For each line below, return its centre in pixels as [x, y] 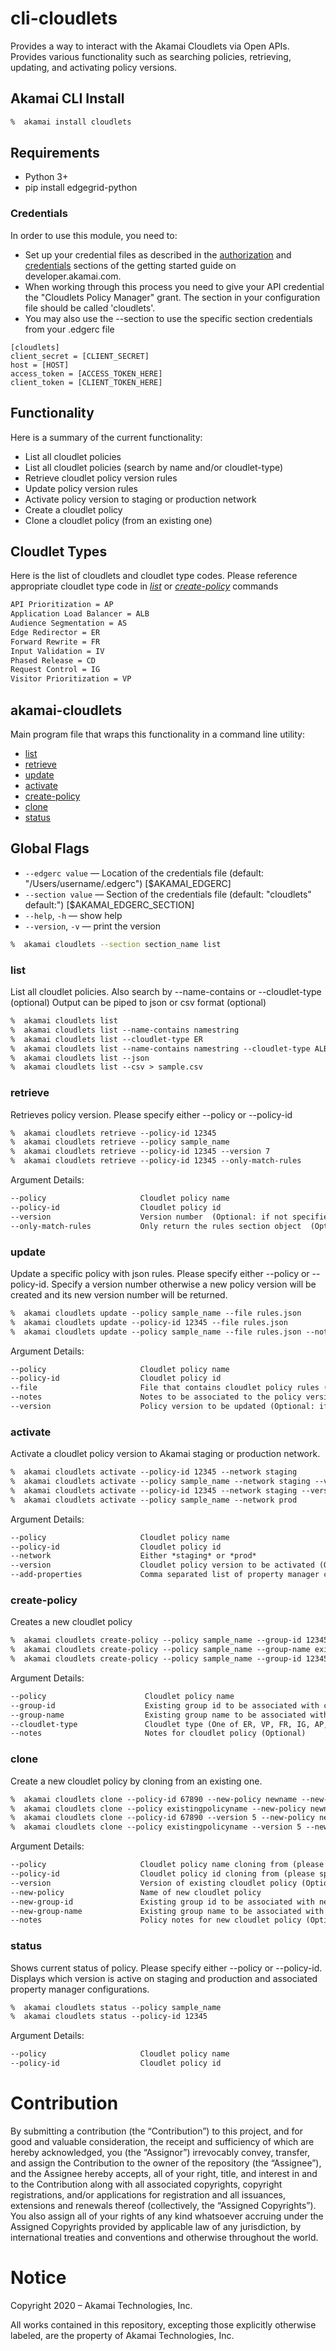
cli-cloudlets [64, 18]
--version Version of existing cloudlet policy [154, 1883]
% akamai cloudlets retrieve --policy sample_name [120, 1142]
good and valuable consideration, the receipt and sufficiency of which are [162, 2141]
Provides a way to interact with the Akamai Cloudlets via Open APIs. [150, 46]
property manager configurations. [80, 1989]
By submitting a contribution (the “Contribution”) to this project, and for [156, 2131]
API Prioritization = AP [62, 605]
